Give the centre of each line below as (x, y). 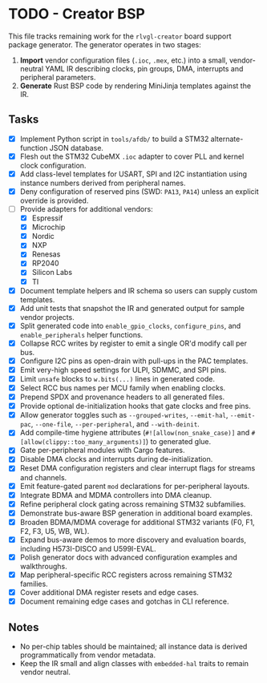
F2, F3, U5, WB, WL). (55, 531)
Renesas (46, 254)
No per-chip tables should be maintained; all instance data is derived (133, 646)
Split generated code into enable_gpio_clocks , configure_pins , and (130, 325)
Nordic (43, 236)
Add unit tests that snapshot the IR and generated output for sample (132, 308)
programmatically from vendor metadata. (88, 655)
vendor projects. (47, 317)
